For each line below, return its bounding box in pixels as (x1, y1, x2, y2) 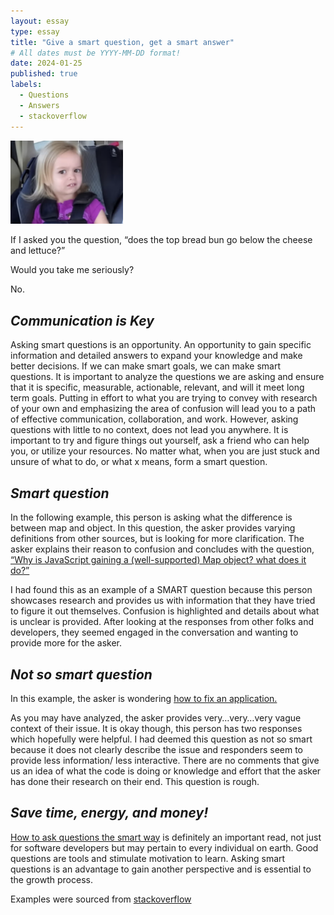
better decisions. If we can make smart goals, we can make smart (10, 360, 281, 372)
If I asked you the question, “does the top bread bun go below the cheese (10, 234, 313, 246)
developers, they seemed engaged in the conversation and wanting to (10, 626, 299, 639)
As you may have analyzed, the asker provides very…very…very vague (10, 711, 302, 724)
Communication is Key (10, 312, 155, 329)
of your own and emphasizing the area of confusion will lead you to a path (10, 403, 317, 415)
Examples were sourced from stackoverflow (10, 893, 192, 905)
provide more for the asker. (10, 637, 123, 649)
